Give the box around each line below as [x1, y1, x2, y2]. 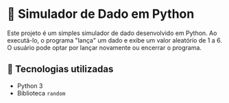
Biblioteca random [16, 89, 66, 97]
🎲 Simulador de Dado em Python [7, 6, 195, 22]
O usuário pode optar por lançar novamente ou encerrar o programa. [7, 43, 202, 51]
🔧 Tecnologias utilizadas [7, 63, 114, 75]
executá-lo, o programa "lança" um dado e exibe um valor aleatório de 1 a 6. [7, 36, 223, 44]
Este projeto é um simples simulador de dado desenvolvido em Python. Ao [7, 29, 217, 37]
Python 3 [16, 82, 43, 90]
